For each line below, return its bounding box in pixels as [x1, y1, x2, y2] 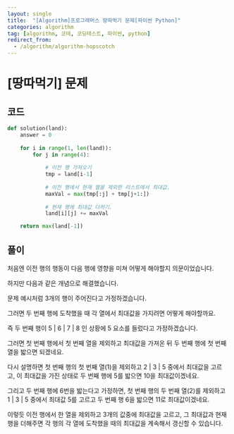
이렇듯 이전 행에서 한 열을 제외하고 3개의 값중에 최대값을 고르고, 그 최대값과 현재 [7, 410, 227, 418]
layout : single [7, 10, 52, 18]
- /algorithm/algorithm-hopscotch [13, 43, 115, 50]
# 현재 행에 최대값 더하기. [44, 204, 113, 211]
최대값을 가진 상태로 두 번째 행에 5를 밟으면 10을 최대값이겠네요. [23, 371, 199, 380]
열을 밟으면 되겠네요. [7, 347, 64, 356]
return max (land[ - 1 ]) [20, 223, 83, 230]
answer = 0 [20, 131, 52, 138]
